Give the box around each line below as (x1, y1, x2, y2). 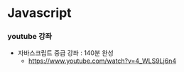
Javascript (7, 5, 72, 21)
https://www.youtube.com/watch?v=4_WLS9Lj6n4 (28, 56, 176, 65)
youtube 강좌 (7, 32, 52, 42)
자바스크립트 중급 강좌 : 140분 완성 (17, 49, 114, 57)
